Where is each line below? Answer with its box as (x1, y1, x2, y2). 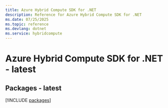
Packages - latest (5, 84, 62, 92)
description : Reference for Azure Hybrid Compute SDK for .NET (5, 12, 142, 17)
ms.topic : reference (5, 21, 49, 27)
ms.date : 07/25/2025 (5, 17, 49, 22)
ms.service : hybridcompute (5, 31, 62, 36)
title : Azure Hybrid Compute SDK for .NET (5, 7, 96, 13)
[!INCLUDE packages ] (5, 97, 51, 103)
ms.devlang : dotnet (5, 26, 47, 31)
